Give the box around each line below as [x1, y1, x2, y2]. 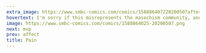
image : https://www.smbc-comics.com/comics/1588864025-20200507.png [6, 20, 185, 26]
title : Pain [6, 37, 37, 43]
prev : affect [6, 32, 40, 38]
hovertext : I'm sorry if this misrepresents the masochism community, [6, 15, 191, 21]
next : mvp [6, 26, 32, 32]
